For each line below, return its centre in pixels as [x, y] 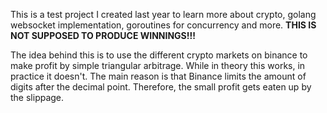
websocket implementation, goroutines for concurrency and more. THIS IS [163, 25]
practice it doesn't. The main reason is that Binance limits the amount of [158, 76]
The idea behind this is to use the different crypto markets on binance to [159, 55]
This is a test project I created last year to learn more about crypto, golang [163, 14]
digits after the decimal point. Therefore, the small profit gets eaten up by [161, 87]
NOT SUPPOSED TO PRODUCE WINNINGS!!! [103, 35]
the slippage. [37, 97]
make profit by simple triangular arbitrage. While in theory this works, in [158, 65]
